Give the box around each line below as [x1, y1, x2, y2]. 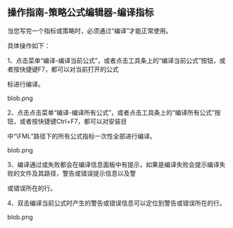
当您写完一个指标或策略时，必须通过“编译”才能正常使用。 [7, 27, 173, 35]
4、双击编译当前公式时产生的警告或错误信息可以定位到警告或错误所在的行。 [7, 199, 226, 207]
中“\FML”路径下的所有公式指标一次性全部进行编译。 [7, 131, 156, 140]
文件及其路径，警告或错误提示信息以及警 [19, 169, 136, 177]
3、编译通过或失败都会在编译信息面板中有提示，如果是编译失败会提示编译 [7, 160, 220, 169]
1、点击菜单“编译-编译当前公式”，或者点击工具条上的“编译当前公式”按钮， [7, 56, 220, 64]
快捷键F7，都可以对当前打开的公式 [19, 65, 119, 73]
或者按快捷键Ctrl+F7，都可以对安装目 [19, 117, 127, 125]
